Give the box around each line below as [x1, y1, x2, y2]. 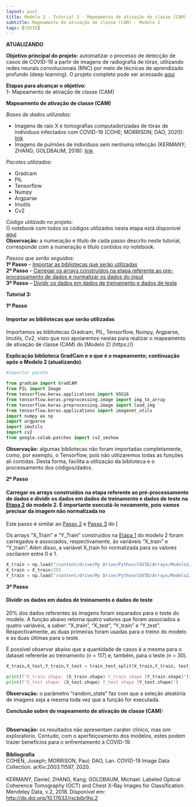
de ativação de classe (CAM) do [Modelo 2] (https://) [6, 341, 134, 348]
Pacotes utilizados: [6, 158, 52, 165]
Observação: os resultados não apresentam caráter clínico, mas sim [6, 726, 171, 733]
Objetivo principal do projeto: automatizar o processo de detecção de [6, 52, 176, 59]
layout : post [6, 8, 38, 15]
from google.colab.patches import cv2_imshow [6, 435, 118, 441]
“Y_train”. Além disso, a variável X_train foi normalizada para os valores [6, 544, 177, 551]
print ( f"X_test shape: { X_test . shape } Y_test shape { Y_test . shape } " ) [6, 679, 179, 685]
